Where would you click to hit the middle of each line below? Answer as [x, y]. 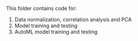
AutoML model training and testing [56, 32]
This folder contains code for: [42, 8]
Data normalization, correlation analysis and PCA [73, 19]
